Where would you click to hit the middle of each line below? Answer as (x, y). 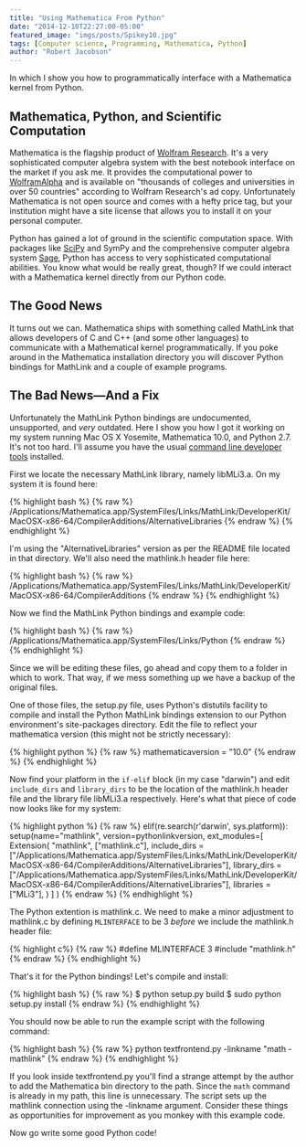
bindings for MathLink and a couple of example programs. (119, 366)
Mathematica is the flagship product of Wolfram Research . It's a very (139, 153)
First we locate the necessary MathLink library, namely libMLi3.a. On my (145, 474)
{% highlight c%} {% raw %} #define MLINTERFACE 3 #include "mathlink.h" (153, 949)
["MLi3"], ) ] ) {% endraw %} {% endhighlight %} (101, 894)
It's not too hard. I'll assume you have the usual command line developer (146, 446)
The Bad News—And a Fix (84, 395)
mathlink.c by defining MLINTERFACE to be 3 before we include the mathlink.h (152, 921)
